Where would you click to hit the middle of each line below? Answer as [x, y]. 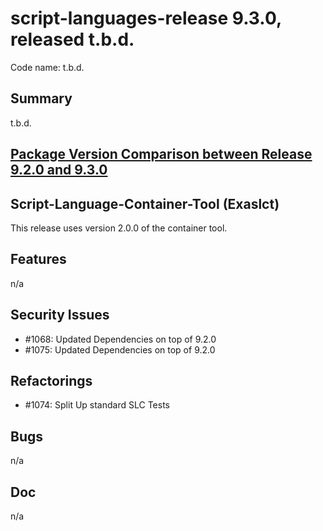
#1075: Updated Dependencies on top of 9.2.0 [120, 349]
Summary [41, 98]
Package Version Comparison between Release [161, 154]
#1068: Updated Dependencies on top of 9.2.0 [120, 339]
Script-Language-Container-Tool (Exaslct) [145, 203]
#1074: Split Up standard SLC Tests [97, 405]
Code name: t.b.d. [47, 67]
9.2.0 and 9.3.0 [59, 170]
